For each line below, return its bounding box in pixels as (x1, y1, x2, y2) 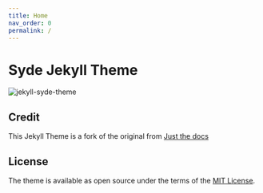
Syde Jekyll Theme (8, 61, 138, 79)
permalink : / (8, 26, 52, 34)
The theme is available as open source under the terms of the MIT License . (8, 175, 256, 185)
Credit (8, 110, 40, 124)
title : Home (8, 11, 48, 20)
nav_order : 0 (8, 19, 52, 27)
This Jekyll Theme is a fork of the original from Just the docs (8, 132, 209, 141)
